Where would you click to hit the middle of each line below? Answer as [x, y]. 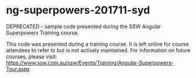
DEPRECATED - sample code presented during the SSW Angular [83, 26]
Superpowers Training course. [42, 32]
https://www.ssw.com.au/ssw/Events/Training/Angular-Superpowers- [90, 63]
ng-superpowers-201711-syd [78, 10]
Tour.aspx [18, 69]
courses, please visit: [32, 56]
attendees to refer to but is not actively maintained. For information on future [98, 50]
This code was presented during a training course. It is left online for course [97, 44]
